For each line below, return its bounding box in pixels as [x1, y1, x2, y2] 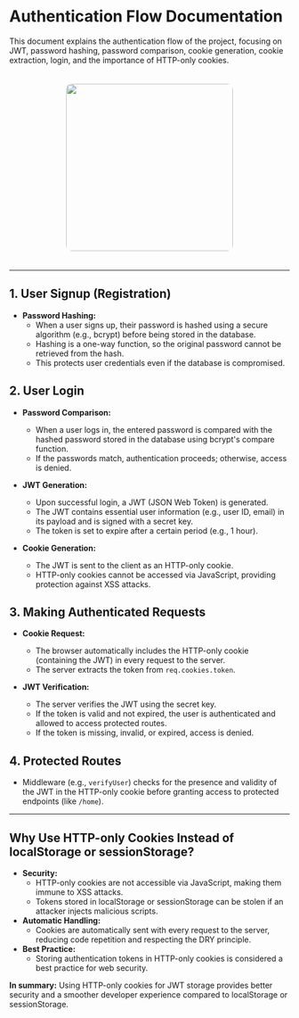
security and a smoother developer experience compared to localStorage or [9, 989, 288, 1000]
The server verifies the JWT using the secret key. [35, 699, 216, 710]
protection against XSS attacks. [35, 578, 151, 590]
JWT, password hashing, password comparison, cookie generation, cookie [9, 45, 284, 55]
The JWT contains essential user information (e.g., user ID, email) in [35, 506, 285, 517]
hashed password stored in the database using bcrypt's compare [35, 434, 275, 444]
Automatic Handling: [21, 915, 101, 925]
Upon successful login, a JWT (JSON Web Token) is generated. [35, 497, 269, 508]
